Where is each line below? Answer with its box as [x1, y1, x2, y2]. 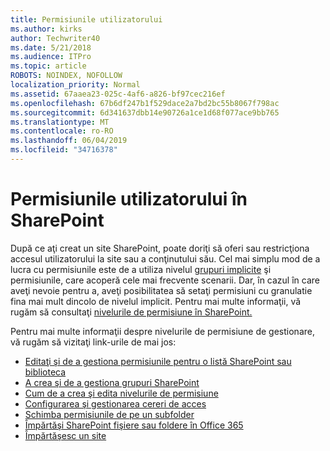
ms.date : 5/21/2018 [10, 42, 92, 53]
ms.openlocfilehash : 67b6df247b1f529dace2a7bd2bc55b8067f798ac [10, 98, 280, 108]
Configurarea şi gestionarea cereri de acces [24, 397, 207, 410]
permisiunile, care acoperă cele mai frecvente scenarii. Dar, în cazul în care [10, 274, 320, 286]
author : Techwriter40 [10, 33, 101, 43]
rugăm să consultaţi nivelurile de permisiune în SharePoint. [10, 306, 253, 318]
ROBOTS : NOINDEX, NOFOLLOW [10, 71, 123, 81]
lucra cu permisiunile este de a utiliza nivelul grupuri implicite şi [10, 263, 272, 275]
